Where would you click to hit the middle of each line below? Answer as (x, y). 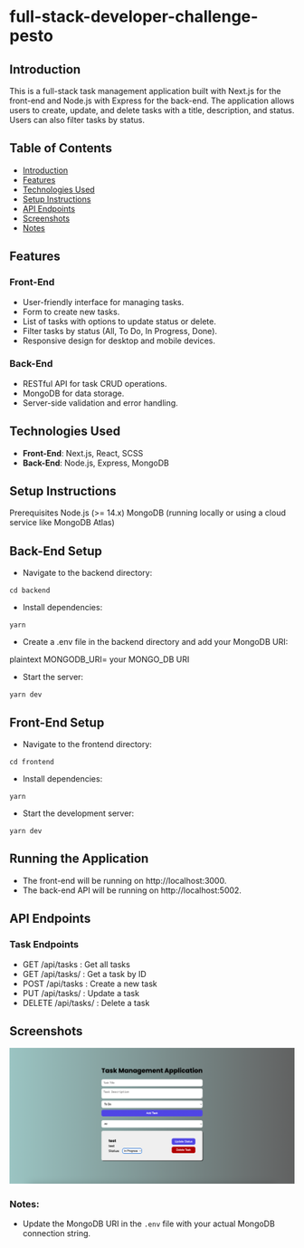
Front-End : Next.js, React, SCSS (83, 453)
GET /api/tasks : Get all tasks (76, 964)
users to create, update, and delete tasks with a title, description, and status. (152, 110)
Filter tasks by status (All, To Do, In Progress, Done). (120, 331)
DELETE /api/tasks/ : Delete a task (86, 1003)
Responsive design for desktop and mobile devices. (119, 341)
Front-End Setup (57, 722)
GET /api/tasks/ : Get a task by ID (84, 974)
